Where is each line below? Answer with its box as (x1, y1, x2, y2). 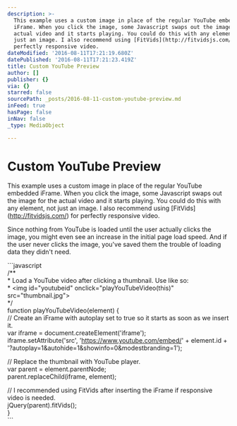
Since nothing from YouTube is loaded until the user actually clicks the (7, 225, 212, 233)
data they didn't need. (7, 248, 72, 256)
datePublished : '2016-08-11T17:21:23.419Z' (7, 56, 138, 63)
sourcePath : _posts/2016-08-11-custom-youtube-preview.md (7, 96, 181, 103)
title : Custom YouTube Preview (7, 63, 99, 70)
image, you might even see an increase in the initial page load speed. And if (7, 233, 227, 241)
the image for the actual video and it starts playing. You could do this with (7, 197, 221, 205)
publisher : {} (7, 75, 49, 83)
